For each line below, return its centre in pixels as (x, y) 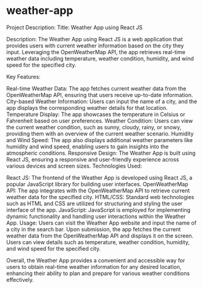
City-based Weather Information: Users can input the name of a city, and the (102, 101)
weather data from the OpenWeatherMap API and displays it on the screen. (100, 236)
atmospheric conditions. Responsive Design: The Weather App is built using (101, 153)
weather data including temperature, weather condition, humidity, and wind (100, 58)
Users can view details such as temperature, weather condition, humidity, (98, 242)
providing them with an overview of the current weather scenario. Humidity (100, 134)
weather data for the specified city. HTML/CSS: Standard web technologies (100, 197)
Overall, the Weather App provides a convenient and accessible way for (96, 260)
